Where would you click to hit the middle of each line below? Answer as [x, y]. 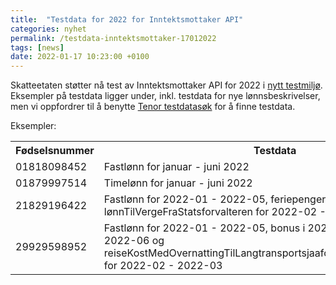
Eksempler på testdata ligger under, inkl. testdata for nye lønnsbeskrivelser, [165, 96]
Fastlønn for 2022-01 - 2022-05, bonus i [204, 228]
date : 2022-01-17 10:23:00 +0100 [80, 57]
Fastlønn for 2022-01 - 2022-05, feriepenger [215, 199]
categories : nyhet [48, 29]
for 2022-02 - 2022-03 [163, 266]
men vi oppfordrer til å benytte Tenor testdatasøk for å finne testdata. [153, 107]
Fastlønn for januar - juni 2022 [176, 167]
